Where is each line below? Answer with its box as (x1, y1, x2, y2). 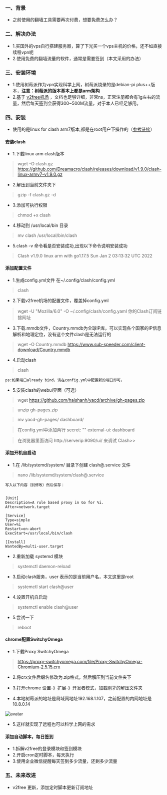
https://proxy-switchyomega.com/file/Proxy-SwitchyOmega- (17, 659, 142, 664)
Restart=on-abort (5, 526, 41, 532)
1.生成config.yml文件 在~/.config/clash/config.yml (12, 277, 115, 283)
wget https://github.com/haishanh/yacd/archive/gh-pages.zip (17, 397, 145, 403)
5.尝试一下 (12, 614, 34, 620)
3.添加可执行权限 (12, 202, 47, 208)
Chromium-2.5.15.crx (17, 664, 60, 670)
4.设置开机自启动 (12, 594, 47, 600)
